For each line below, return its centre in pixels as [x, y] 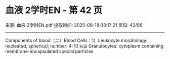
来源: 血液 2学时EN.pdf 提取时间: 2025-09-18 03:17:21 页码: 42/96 [74, 25]
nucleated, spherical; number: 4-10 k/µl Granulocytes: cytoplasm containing [84, 46]
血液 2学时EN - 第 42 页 [54, 10]
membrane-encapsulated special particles [49, 51]
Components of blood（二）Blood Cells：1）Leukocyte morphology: [76, 40]
